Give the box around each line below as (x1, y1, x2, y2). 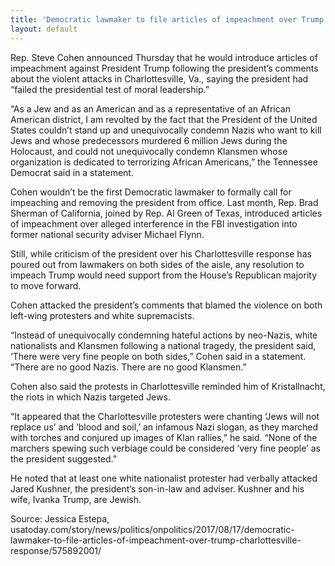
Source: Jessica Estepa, (10, 512, 110, 525)
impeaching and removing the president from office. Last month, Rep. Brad (10, 196, 319, 208)
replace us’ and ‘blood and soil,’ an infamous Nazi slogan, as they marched (10, 421, 319, 433)
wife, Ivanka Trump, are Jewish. (10, 493, 142, 505)
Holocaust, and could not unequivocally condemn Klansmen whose (10, 145, 288, 157)
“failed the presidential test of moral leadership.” (10, 83, 210, 95)
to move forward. (10, 279, 82, 291)
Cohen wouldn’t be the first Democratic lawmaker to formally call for (10, 186, 292, 198)
